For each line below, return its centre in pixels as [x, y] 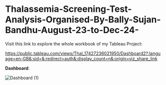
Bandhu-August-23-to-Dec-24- [72, 30]
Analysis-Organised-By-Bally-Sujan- [83, 20]
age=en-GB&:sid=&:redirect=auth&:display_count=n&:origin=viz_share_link [81, 58]
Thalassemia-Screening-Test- [69, 9]
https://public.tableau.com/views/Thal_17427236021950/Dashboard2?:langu [83, 53]
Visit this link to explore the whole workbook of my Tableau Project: [74, 43]
